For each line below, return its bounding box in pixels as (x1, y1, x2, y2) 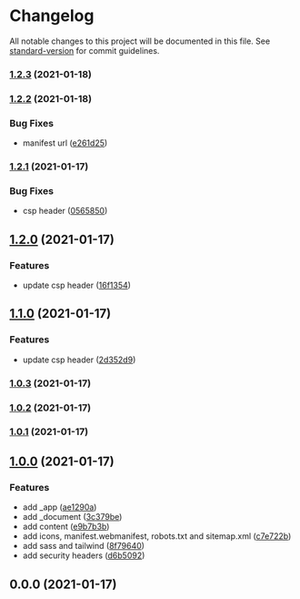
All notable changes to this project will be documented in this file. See (9, 36, 271, 46)
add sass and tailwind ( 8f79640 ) (22, 541, 145, 552)
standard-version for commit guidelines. (9, 45, 160, 56)
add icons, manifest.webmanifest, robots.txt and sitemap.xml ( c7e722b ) (22, 531, 292, 542)
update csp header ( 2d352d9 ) (22, 354, 136, 365)
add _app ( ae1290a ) (22, 502, 97, 513)
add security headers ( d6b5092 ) (22, 550, 145, 561)
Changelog (9, 5, 95, 26)
